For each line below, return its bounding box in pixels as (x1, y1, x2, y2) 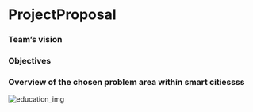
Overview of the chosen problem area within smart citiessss (8, 76, 245, 87)
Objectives (8, 56, 52, 67)
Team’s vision (8, 34, 63, 45)
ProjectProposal (8, 6, 117, 24)
